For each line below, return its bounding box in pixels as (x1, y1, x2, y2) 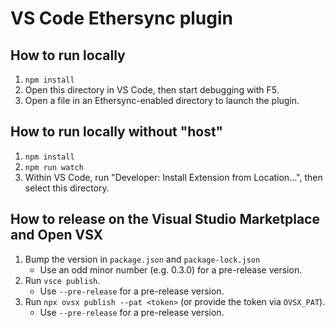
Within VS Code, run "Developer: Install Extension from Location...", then (24, 171, 323, 183)
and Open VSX (10, 227, 104, 244)
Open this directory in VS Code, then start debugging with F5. (24, 84, 280, 96)
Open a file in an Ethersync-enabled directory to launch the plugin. (24, 95, 300, 106)
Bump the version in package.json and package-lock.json (24, 253, 261, 265)
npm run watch (24, 162, 84, 172)
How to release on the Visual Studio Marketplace (10, 211, 320, 228)
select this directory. (24, 182, 110, 194)
